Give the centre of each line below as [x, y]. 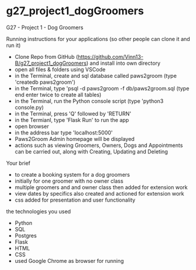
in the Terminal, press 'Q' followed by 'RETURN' [73, 114]
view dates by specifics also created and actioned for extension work [99, 193]
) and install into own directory [123, 63]
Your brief [18, 163]
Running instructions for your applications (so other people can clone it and [98, 39]
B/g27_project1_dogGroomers [51, 63]
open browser [32, 126]
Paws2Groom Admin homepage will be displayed [75, 139]
